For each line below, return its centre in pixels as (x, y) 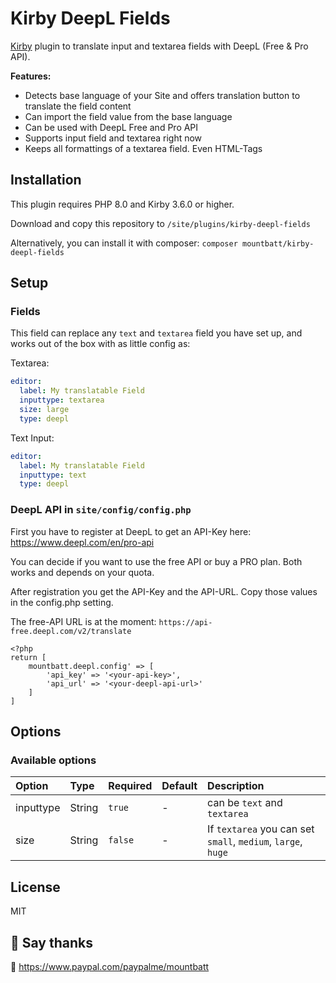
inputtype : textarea (62, 400)
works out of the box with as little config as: (100, 344)
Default (179, 786)
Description (236, 786)
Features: (31, 76)
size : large (44, 410)
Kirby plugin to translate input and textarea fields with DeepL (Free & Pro (159, 46)
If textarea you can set (261, 829)
